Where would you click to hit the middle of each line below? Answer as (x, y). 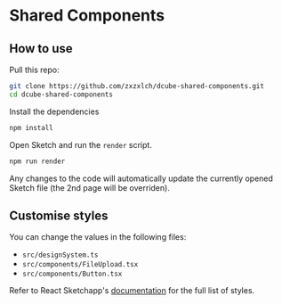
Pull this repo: (34, 70)
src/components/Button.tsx (72, 274)
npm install (31, 127)
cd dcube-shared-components (61, 94)
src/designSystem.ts (60, 255)
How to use (41, 49)
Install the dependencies (54, 111)
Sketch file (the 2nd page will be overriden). (90, 187)
